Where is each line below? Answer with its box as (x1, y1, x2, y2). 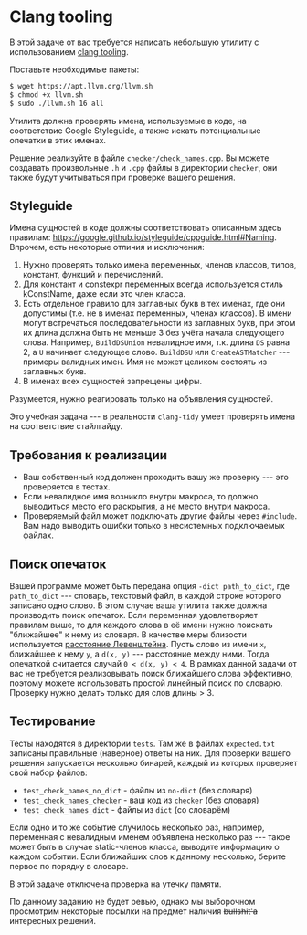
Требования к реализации (9, 447, 167, 463)
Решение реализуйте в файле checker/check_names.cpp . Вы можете (9, 152, 270, 163)
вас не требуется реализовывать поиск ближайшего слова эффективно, (9, 668, 293, 678)
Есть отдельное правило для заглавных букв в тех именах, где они (22, 299, 286, 310)
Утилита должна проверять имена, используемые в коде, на (9, 115, 247, 126)
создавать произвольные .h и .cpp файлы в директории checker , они (9, 162, 278, 173)
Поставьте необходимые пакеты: (9, 64, 140, 75)
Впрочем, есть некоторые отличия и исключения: (9, 242, 206, 253)
